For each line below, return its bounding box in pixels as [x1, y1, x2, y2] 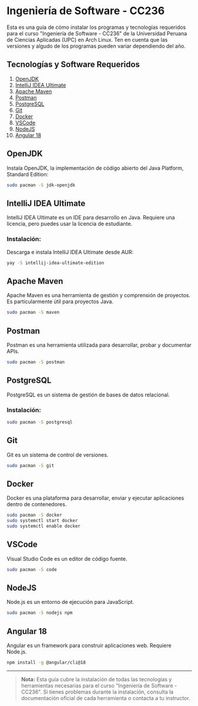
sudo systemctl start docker [6, 518, 78, 524]
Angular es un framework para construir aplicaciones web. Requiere [6, 642, 172, 649]
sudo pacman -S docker [6, 512, 62, 518]
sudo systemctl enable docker [6, 523, 81, 529]
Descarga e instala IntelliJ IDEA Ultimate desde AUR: [6, 248, 134, 255]
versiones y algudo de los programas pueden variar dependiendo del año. [6, 42, 186, 50]
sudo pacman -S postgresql [6, 419, 73, 425]
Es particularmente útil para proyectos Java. [6, 298, 114, 305]
